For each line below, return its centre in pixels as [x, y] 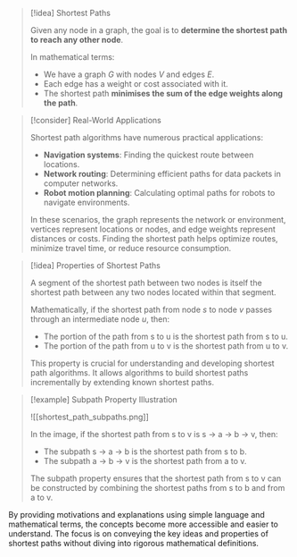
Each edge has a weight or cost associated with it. [136, 84]
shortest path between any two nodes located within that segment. [153, 292]
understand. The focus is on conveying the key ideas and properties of [139, 534]
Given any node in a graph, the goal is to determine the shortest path [158, 30]
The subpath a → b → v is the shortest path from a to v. [145, 461]
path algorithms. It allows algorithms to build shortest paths [139, 373]
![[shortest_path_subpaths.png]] [89, 417]
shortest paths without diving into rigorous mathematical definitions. [134, 543]
